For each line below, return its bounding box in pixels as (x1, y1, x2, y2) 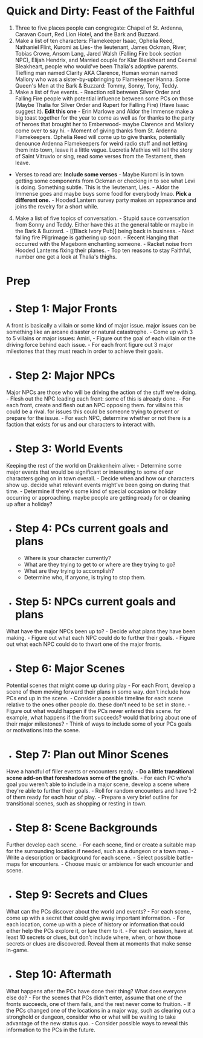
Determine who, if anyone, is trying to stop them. (24, 573, 146, 581)
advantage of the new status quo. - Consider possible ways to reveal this (6, 1019, 188, 1027)
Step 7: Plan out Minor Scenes (14, 747, 169, 761)
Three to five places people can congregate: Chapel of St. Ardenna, (14, 24, 184, 31)
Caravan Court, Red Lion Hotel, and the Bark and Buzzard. (14, 30, 160, 37)
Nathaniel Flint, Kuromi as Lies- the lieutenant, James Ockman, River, (14, 44, 187, 51)
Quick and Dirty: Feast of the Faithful (6, 4, 195, 18)
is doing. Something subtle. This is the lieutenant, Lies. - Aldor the (14, 183, 179, 191)
